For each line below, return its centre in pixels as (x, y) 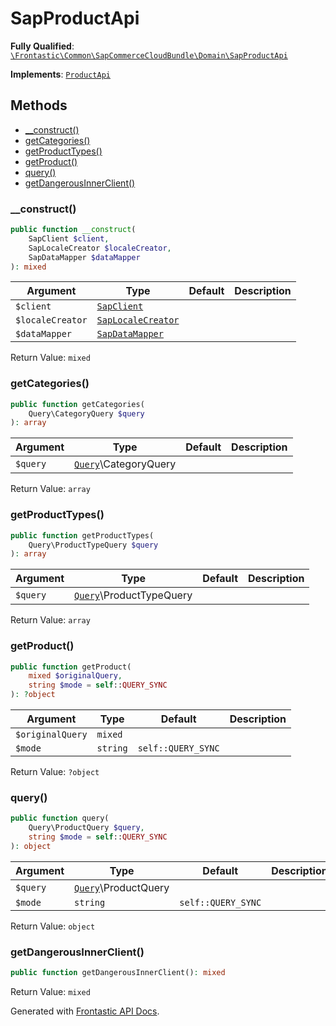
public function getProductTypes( (82, 535)
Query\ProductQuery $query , (86, 828)
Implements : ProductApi (60, 74)
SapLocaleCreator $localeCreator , (100, 248)
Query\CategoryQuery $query (86, 413)
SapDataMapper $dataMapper (84, 257)
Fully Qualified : (42, 46)
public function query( (60, 818)
